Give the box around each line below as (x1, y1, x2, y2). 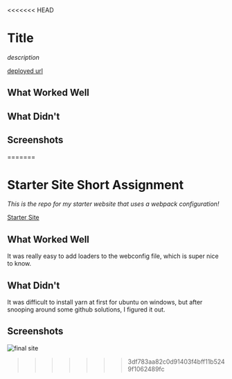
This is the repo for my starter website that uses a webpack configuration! (7, 200, 220, 208)
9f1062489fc (127, 364, 165, 373)
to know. (7, 259, 32, 268)
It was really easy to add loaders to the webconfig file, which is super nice (7, 252, 220, 260)
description (7, 53, 40, 61)
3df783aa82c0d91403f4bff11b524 (127, 357, 225, 366)
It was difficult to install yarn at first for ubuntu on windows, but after (7, 298, 203, 307)
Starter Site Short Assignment (7, 177, 184, 193)
